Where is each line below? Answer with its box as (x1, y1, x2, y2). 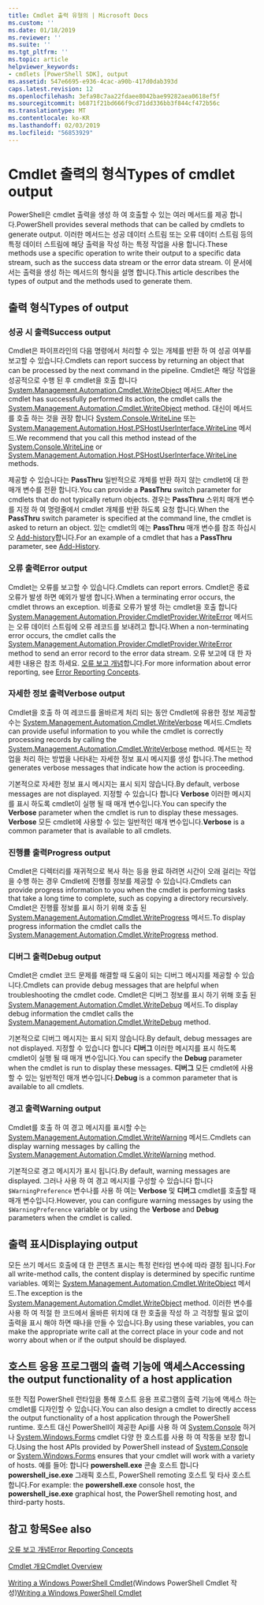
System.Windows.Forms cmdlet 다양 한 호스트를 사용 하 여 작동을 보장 (16, 1432, 236, 1442)
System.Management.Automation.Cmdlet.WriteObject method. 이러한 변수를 (8, 1298, 253, 1308)
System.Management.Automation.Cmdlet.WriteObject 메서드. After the (8, 386, 233, 395)
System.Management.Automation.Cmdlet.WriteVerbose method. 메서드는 (8, 744, 244, 753)
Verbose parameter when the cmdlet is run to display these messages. (8, 808, 239, 817)
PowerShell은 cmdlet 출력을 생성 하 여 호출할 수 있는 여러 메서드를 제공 (8, 210, 229, 219)
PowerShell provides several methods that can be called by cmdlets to (16, 219, 245, 229)
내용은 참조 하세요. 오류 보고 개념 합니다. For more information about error (22, 658, 251, 667)
